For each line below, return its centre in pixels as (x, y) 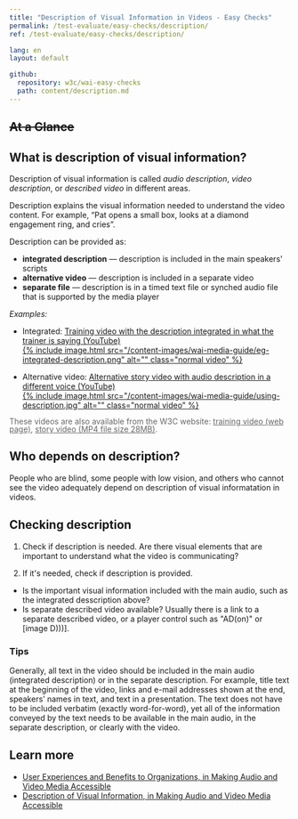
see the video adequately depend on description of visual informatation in (145, 487)
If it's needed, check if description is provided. (107, 573)
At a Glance (42, 127)
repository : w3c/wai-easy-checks (79, 83)
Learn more (42, 755)
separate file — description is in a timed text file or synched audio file (150, 287)
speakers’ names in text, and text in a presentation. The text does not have (146, 699)
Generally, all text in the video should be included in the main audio (132, 670)
